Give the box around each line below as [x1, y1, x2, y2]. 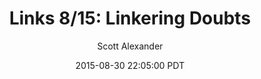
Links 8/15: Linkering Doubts [8, 7, 252, 30]
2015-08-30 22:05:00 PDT [75, 59, 185, 71]
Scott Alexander [96, 40, 164, 52]
